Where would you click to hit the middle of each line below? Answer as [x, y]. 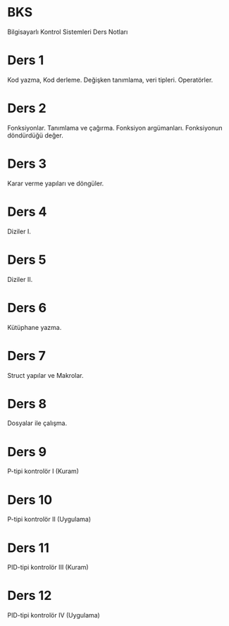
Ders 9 [27, 452]
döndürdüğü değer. [35, 135]
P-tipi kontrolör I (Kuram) [43, 471]
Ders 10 [30, 499]
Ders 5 [27, 260]
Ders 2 [27, 108]
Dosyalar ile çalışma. [37, 423]
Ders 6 [27, 308]
